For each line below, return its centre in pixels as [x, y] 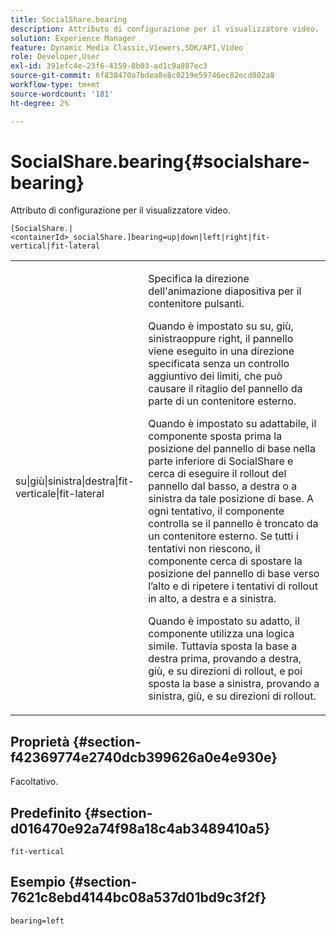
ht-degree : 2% [40, 103]
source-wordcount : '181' [62, 94]
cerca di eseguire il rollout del [217, 474]
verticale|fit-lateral [60, 494]
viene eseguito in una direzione [221, 351]
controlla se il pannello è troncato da [233, 524]
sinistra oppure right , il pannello [221, 339]
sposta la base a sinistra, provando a [234, 684]
